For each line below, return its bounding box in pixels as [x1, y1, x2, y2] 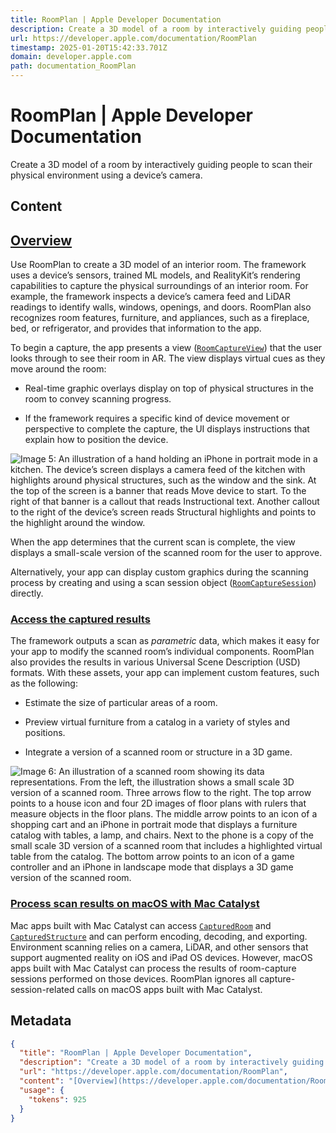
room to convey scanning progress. [24, 393, 172, 405]
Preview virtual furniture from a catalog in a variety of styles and [24, 716, 291, 728]
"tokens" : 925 [28, 1094, 87, 1105]
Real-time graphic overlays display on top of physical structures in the [24, 382, 314, 395]
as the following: [10, 677, 78, 690]
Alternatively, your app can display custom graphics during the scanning [10, 566, 309, 578]
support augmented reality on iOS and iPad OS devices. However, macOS [10, 951, 313, 963]
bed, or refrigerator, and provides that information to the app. [10, 322, 262, 335]
